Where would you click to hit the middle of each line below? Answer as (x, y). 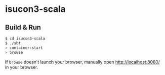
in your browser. (22, 67)
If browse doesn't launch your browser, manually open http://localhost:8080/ (82, 62)
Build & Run (23, 27)
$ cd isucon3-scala (25, 38)
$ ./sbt (13, 43)
